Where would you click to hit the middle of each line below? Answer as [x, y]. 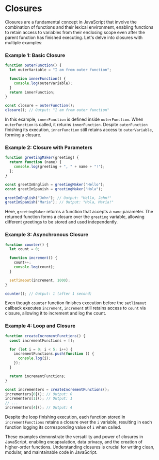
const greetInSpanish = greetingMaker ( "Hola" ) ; [54, 189]
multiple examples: [24, 42]
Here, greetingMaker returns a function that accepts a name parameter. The [79, 212]
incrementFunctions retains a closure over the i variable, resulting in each [79, 422]
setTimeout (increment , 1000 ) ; [40, 280]
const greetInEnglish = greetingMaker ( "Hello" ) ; [55, 184]
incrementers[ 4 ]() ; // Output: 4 [39, 408]
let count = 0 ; [25, 249]
